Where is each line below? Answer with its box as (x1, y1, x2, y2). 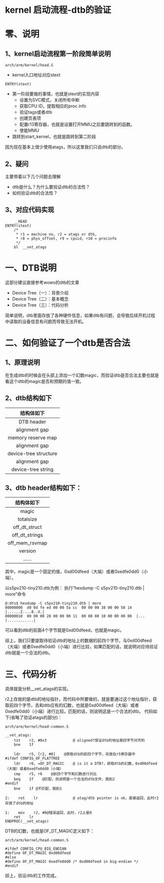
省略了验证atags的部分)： (11, 715, 62, 720)
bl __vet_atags (14, 245, 47, 250)
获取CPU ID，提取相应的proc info (19, 103, 86, 109)
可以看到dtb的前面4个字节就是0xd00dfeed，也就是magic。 (5, 627, 124, 633)
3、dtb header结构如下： (5, 484, 82, 492)
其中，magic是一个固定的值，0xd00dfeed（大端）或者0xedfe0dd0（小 (5, 568, 148, 574)
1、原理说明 (5, 358, 41, 367)
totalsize (18, 516, 38, 523)
